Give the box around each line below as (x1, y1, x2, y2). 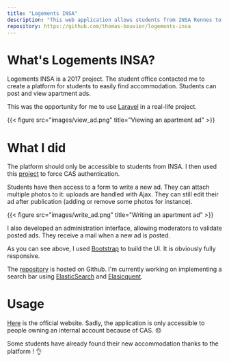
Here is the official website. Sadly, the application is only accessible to (7, 319, 205, 327)
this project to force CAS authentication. (7, 170, 120, 178)
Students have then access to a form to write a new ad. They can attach (7, 183, 210, 192)
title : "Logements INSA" (7, 10, 78, 17)
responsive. (7, 252, 40, 260)
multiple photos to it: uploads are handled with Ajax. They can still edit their (7, 190, 219, 198)
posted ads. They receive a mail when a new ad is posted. (7, 231, 171, 240)
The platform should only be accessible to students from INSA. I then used (7, 162, 217, 171)
